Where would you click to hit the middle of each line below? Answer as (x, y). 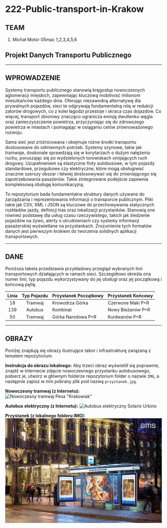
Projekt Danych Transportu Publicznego (68, 55)
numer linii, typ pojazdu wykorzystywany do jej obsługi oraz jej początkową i (83, 279)
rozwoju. (14, 132)
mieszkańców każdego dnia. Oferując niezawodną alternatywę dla (73, 100)
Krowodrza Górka (70, 303)
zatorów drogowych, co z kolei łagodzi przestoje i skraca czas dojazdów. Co (83, 111)
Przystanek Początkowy (78, 296)
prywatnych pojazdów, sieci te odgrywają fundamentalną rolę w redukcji (79, 106)
